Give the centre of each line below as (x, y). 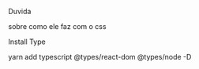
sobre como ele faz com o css (57, 26)
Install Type (27, 42)
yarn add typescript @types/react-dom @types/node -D (100, 57)
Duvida (20, 11)
